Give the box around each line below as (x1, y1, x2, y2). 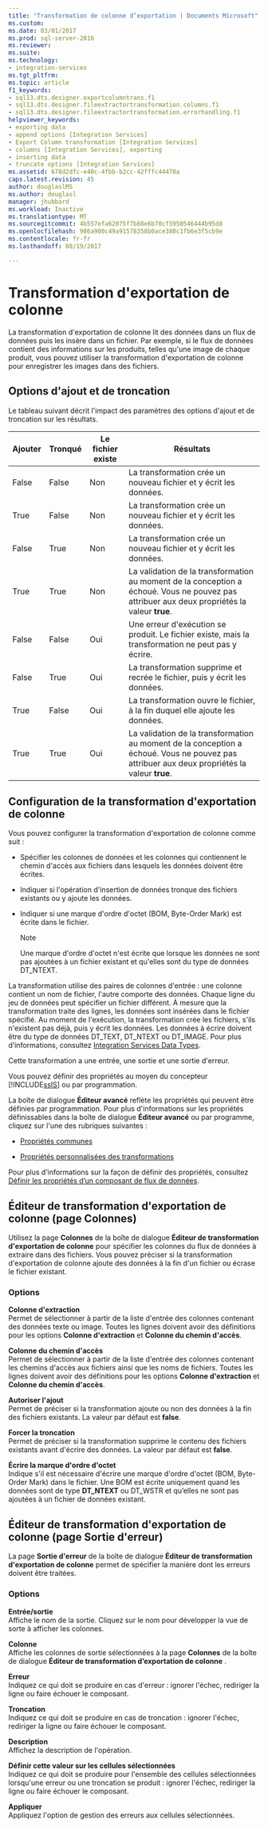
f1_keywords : (8, 86, 52, 94)
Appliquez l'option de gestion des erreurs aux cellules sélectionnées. (8, 1810, 235, 1820)
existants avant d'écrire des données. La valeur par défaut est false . (8, 1445, 233, 1454)
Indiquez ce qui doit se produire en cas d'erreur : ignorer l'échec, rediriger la (8, 1680, 260, 1690)
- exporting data (8, 123, 66, 131)
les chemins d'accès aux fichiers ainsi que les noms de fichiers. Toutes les (8, 1363, 254, 1373)
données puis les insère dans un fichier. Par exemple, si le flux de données (8, 335, 254, 345)
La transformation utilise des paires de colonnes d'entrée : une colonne (8, 981, 242, 990)
